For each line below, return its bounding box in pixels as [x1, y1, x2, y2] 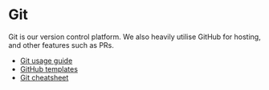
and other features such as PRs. [8, 40, 115, 49]
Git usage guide [19, 56, 73, 65]
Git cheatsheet [19, 72, 69, 82]
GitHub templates [19, 64, 79, 73]
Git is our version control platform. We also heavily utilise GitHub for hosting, [8, 32, 261, 41]
